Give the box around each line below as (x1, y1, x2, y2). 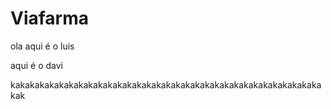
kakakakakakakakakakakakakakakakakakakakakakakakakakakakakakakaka (10, 78, 322, 91)
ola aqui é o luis (10, 40, 75, 52)
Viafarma (10, 7, 90, 30)
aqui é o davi (10, 59, 63, 71)
